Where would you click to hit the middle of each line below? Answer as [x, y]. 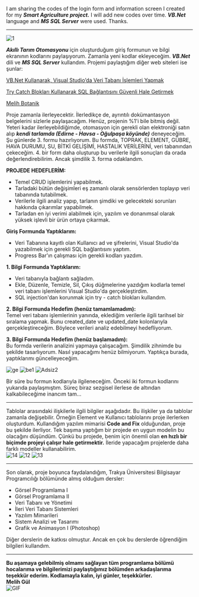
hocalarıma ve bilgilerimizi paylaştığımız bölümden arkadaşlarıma [89, 569]
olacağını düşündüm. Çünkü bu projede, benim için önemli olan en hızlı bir [97, 436]
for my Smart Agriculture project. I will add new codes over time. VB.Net [96, 15]
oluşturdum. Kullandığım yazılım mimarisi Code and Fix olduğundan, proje [96, 424]
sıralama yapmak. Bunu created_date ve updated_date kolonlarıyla [87, 321]
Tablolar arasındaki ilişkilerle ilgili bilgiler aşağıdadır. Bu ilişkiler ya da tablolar [99, 411]
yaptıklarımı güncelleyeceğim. [42, 358]
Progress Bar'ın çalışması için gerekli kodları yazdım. [79, 255]
